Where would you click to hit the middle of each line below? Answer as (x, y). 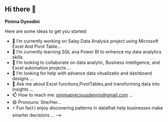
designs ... (23, 78)
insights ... (23, 89)
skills (17, 57)
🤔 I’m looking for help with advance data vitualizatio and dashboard (82, 73)
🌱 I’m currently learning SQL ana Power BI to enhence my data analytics (87, 51)
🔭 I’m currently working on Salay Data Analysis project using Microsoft (85, 41)
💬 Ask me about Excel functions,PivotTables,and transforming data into (86, 84)
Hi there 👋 (20, 9)
